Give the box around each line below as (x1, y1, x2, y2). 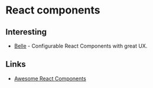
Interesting (5, 27, 47, 37)
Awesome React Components (14, 75, 86, 82)
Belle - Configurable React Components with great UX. (14, 42, 148, 49)
